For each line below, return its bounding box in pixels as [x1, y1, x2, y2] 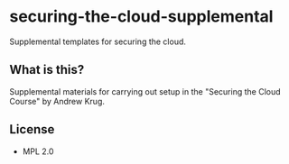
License [9, 122, 55, 137]
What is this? [9, 62, 85, 77]
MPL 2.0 [22, 146, 54, 157]
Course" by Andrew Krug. [9, 96, 106, 106]
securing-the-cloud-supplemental [9, 6, 274, 27]
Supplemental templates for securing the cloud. [9, 36, 187, 47]
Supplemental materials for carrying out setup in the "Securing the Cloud [9, 86, 282, 96]
